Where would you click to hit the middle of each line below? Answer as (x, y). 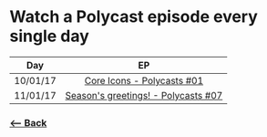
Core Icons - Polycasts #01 (144, 80)
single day (49, 36)
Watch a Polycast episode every (133, 17)
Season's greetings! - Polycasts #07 (144, 95)
